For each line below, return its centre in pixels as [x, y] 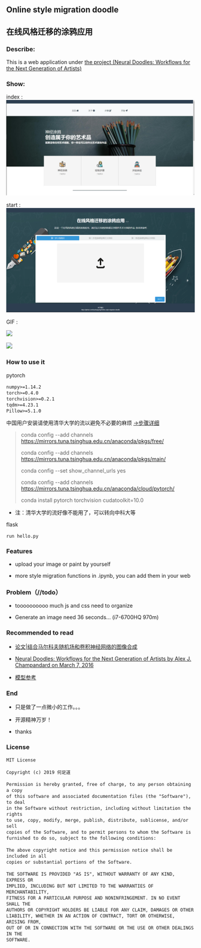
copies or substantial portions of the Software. [69, 862]
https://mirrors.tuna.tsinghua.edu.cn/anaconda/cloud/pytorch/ [98, 488]
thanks [23, 731]
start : [13, 205]
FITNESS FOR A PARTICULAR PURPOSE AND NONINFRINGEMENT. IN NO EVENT [93, 898]
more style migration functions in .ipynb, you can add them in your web [103, 575]
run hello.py [22, 536]
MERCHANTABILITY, [28, 892]
